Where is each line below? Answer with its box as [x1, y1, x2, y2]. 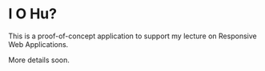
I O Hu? [8, 5, 58, 23]
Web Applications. [8, 39, 69, 49]
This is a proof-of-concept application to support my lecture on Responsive [8, 31, 258, 41]
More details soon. [8, 55, 70, 65]
